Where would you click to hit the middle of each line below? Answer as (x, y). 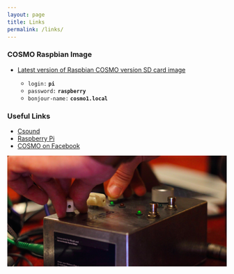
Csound (29, 131)
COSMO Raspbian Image (50, 54)
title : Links (26, 22)
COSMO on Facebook (48, 145)
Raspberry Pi (36, 138)
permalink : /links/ (36, 29)
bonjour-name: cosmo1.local (68, 98)
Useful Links (29, 116)
